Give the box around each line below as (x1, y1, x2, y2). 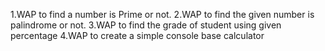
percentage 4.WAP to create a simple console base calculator (10, 30, 265, 41)
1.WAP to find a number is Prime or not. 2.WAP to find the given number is (10, 9, 315, 20)
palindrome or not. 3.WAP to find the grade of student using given (10, 19, 282, 31)
